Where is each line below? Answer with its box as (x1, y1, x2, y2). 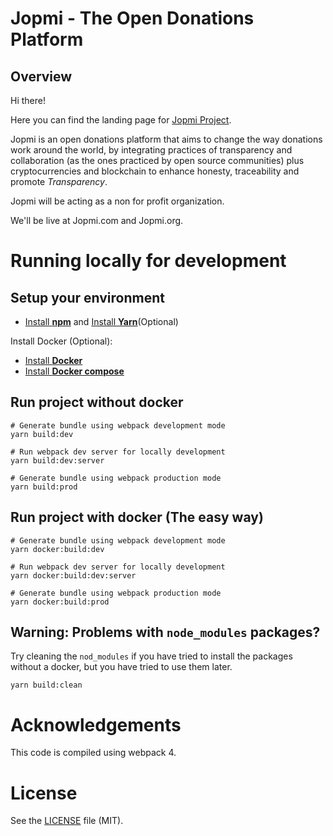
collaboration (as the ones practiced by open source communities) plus (10, 155, 305, 166)
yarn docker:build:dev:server (10, 570, 137, 581)
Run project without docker (10, 394, 184, 411)
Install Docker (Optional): (10, 335, 113, 347)
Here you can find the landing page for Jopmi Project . (10, 114, 232, 126)
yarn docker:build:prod (10, 597, 110, 607)
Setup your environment (10, 289, 165, 306)
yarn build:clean (10, 680, 83, 691)
